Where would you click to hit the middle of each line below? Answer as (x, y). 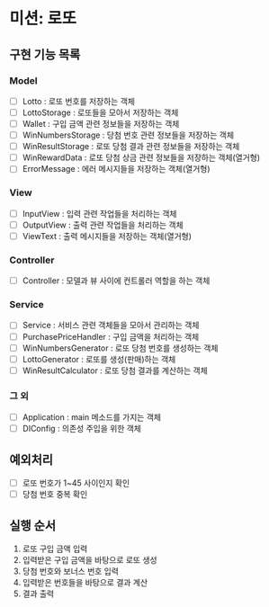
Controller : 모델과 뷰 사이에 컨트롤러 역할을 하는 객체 (116, 281)
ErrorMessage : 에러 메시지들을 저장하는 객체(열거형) (116, 169)
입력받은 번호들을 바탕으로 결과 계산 (85, 582)
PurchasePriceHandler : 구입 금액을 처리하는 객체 (111, 336)
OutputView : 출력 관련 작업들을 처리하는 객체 (103, 225)
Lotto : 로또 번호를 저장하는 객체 (78, 101)
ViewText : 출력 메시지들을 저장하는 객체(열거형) (107, 236)
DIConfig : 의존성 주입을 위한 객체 (82, 429)
